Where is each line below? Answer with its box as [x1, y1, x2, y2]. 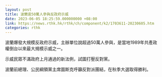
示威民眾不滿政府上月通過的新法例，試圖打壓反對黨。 [5, 56, 113, 62]
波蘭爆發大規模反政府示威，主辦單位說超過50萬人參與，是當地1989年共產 [5, 40, 153, 46]
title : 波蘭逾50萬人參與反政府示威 [5, 12, 69, 17]
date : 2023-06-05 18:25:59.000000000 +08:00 [5, 16, 97, 21]
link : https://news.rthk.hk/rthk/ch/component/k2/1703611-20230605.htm [5, 21, 154, 26]
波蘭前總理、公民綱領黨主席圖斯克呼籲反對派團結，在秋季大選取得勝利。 [5, 67, 151, 73]
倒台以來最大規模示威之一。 [9, 46, 65, 51]
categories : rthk [5, 26, 41, 30]
